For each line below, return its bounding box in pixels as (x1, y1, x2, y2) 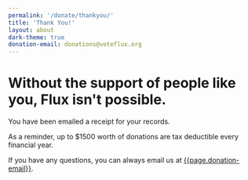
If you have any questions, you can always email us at (8, 156, 182, 165)
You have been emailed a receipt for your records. (8, 117, 170, 126)
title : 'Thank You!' (8, 19, 76, 27)
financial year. (8, 140, 53, 149)
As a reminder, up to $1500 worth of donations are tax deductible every (8, 132, 239, 142)
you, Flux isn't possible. (8, 91, 166, 109)
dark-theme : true (8, 33, 65, 41)
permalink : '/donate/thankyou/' (8, 11, 114, 20)
